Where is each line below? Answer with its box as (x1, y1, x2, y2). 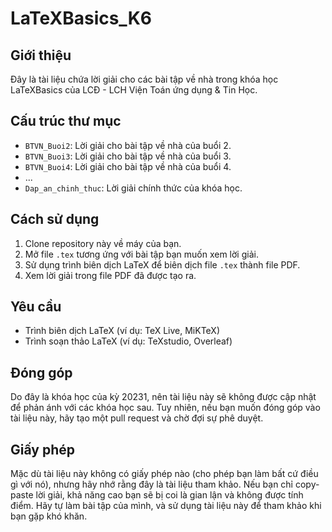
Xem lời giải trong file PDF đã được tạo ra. (24, 269, 197, 281)
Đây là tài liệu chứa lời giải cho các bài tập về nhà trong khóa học (10, 73, 279, 85)
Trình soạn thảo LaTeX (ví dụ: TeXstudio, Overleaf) (24, 335, 233, 347)
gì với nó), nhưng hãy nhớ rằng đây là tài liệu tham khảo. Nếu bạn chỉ (10, 478, 294, 491)
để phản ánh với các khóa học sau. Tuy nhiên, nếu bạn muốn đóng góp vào (10, 402, 321, 414)
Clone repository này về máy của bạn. (24, 237, 182, 249)
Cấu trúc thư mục (10, 113, 122, 130)
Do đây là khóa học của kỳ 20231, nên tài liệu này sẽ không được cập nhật (10, 391, 317, 403)
